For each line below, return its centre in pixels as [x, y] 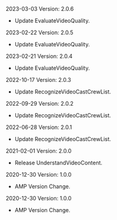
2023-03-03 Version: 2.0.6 [40, 9]
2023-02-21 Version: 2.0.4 [39, 56]
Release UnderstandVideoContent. [58, 163]
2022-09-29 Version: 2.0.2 [40, 104]
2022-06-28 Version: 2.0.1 [39, 127]
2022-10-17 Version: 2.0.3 [39, 80]
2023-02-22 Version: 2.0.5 [40, 32]
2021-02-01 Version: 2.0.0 [39, 151]
